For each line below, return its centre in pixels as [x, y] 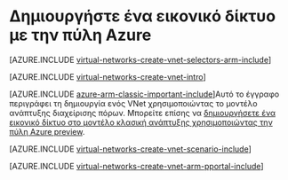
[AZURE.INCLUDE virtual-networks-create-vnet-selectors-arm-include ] [140, 59]
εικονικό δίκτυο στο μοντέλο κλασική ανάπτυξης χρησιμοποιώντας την [141, 122]
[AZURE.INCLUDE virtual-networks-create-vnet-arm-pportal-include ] [136, 166]
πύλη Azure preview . [47, 131]
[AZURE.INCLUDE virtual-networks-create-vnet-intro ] [108, 76]
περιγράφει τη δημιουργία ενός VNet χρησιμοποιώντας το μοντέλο [133, 103]
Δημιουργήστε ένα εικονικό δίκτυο [143, 16]
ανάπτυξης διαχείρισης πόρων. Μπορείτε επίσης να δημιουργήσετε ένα [142, 113]
